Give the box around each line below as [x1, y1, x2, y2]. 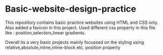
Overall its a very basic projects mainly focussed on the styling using [5, 39, 144, 45]
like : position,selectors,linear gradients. [5, 30, 86, 36]
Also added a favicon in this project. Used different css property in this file [5, 24, 156, 30]
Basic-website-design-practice [5, 3, 136, 15]
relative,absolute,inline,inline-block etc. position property [5, 44, 120, 50]
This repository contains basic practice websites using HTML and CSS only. [5, 19, 159, 25]
